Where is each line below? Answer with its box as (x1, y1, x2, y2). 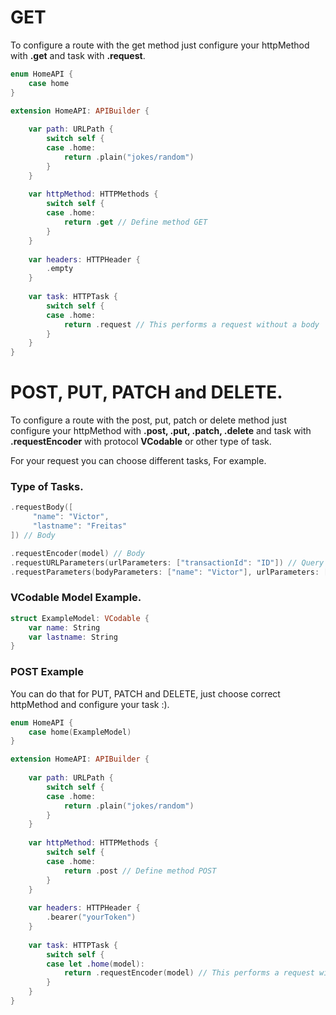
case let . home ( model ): (46, 959, 145, 969)
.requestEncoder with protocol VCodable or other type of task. (10, 436, 272, 448)
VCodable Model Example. (10, 591, 142, 605)
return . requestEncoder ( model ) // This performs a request (63, 968, 315, 978)
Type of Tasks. (10, 480, 84, 494)
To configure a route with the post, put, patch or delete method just (10, 414, 287, 426)
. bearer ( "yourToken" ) (46, 912, 137, 923)
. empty (46, 264, 74, 274)
